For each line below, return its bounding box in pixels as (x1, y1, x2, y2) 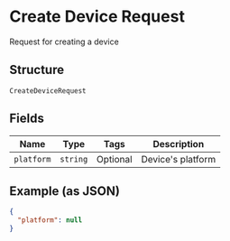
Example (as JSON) (9, 183, 120, 199)
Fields (9, 111, 45, 126)
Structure (9, 62, 65, 78)
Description (152, 137, 205, 150)
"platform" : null (17, 216, 83, 225)
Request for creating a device (9, 36, 119, 47)
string (60, 153, 88, 164)
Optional (96, 153, 133, 165)
